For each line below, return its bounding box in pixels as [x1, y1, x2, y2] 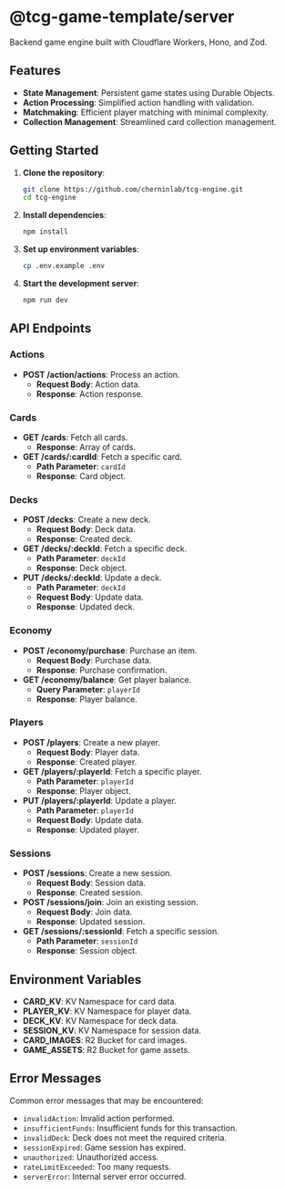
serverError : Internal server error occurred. [22, 1171, 187, 1182]
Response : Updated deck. [36, 601, 136, 612]
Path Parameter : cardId [36, 461, 126, 472]
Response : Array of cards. [36, 441, 137, 453]
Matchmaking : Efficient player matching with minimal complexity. [22, 107, 269, 118]
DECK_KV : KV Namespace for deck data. [22, 1015, 179, 1026]
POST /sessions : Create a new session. [22, 868, 173, 879]
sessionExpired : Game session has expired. [22, 1142, 187, 1152]
